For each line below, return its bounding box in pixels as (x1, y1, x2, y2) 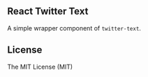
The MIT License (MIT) (7, 62, 73, 71)
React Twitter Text (7, 6, 89, 17)
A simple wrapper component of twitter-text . (7, 24, 142, 32)
